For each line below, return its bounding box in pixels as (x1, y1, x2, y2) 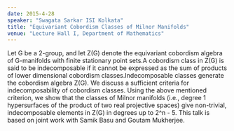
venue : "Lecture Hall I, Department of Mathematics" (7, 29, 165, 37)
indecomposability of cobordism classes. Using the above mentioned (7, 86, 207, 95)
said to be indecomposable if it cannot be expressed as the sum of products (7, 64, 228, 72)
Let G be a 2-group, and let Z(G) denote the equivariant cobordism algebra (7, 49, 223, 57)
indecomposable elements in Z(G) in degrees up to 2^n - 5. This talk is (7, 109, 210, 117)
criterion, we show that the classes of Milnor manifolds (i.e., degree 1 (7, 94, 207, 102)
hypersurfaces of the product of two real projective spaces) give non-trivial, (7, 101, 227, 109)
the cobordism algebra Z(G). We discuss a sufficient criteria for (7, 78, 189, 88)
